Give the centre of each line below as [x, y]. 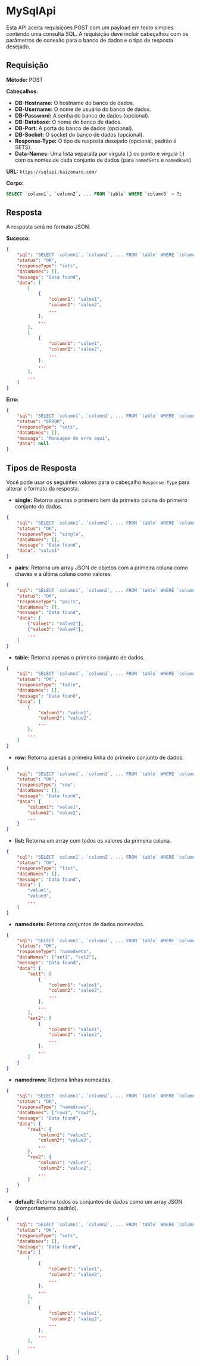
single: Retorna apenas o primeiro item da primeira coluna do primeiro [101, 500]
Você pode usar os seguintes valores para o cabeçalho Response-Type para [98, 482]
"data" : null [33, 444]
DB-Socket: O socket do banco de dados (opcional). [79, 134]
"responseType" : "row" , [46, 785]
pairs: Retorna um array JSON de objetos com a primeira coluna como [101, 568]
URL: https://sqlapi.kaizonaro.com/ [51, 171]
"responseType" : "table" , [49, 685]
